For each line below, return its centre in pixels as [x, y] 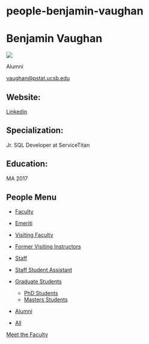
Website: [23, 97]
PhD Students [41, 293]
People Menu [32, 197]
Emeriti [24, 223]
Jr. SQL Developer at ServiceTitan [48, 145]
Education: [27, 164]
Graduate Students [38, 281]
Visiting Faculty [34, 235]
